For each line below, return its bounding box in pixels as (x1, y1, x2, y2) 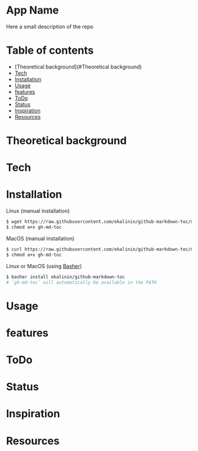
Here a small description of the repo (6, 23, 94, 30)
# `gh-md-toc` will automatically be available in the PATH (6, 279, 157, 285)
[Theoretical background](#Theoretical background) (14, 63, 142, 70)
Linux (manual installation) (6, 208, 70, 215)
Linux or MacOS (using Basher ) (6, 262, 82, 269)
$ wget (6, 219, 22, 225)
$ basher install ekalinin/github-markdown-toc (6, 274, 126, 280)
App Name (6, 4, 59, 17)
